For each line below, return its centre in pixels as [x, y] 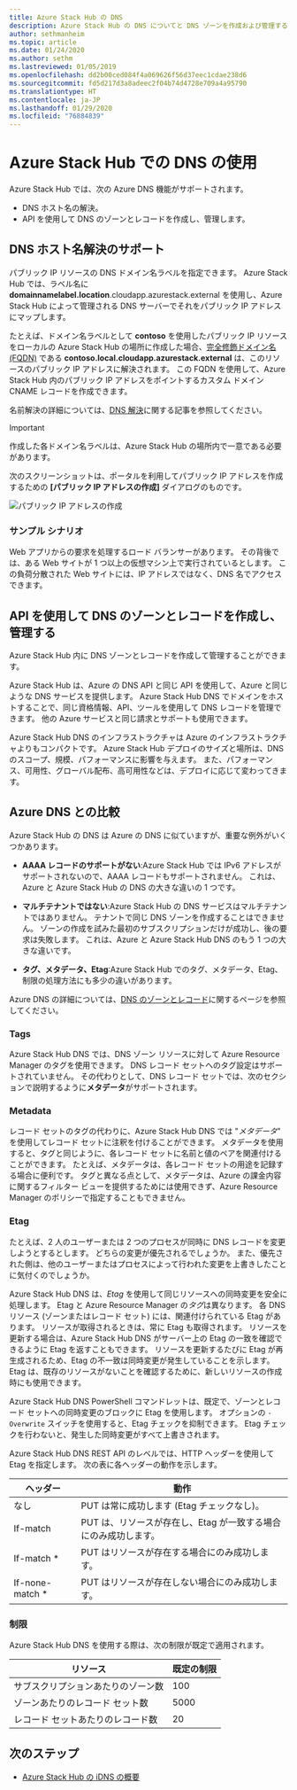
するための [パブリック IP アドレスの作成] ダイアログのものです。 [128, 486]
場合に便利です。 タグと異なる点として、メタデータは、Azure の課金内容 [149, 1176]
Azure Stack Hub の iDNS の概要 [80, 1777]
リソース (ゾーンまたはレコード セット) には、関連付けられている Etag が [141, 1316]
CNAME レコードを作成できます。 [71, 391]
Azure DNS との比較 [65, 812]
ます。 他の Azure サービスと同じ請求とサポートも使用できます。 [134, 718]
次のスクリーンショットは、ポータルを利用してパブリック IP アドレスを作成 [146, 476]
